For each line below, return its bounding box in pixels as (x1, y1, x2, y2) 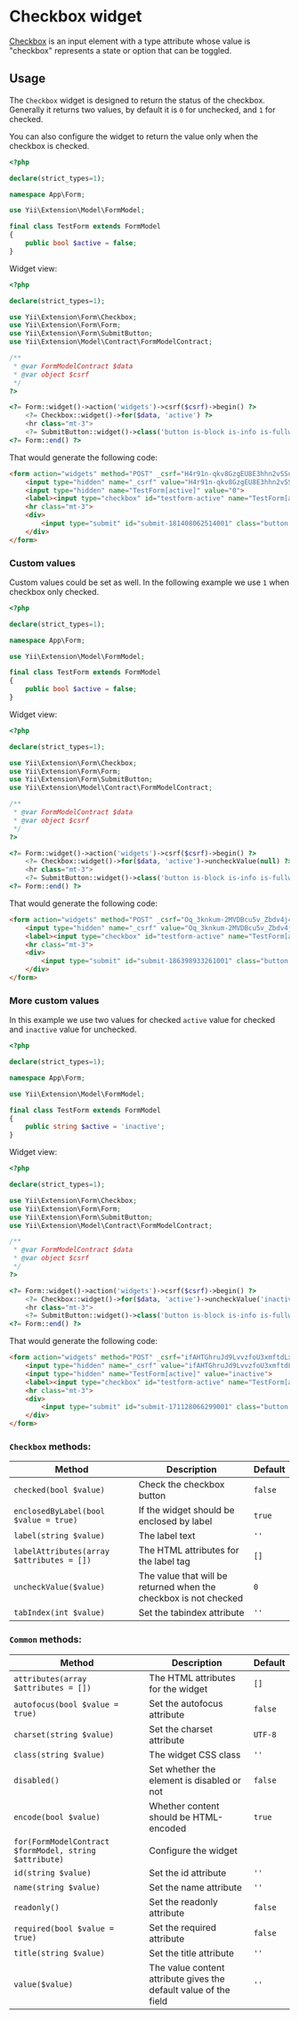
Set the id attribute (149, 1867, 227, 1879)
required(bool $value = (13, 1924, 115, 1933)
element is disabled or (149, 1774, 242, 1786)
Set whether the (149, 1763, 216, 1776)
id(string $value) (13, 1867, 92, 1878)
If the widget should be (138, 1504, 235, 1517)
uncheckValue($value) (13, 1582, 105, 1593)
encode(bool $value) (13, 1812, 101, 1822)
